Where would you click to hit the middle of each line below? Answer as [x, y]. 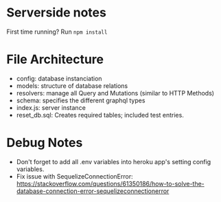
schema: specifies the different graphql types [81, 100]
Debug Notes [45, 143]
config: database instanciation [59, 78]
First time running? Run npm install [57, 32]
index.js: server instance [51, 107]
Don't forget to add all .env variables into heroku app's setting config [114, 161]
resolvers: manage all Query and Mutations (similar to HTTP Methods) [115, 93]
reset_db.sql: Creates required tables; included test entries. [100, 115]
